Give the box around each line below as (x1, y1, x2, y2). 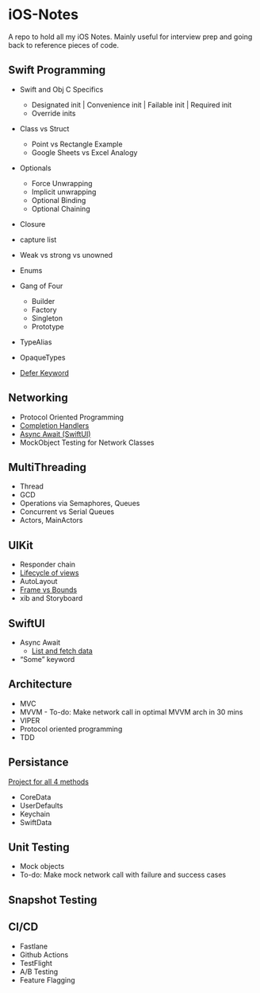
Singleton (31, 313, 63, 323)
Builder (31, 296, 55, 306)
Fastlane (19, 941, 48, 951)
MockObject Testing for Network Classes (19, 438, 155, 447)
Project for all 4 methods (8, 777, 90, 786)
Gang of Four (19, 281, 63, 290)
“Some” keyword (19, 655, 75, 664)
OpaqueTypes (19, 352, 66, 362)
